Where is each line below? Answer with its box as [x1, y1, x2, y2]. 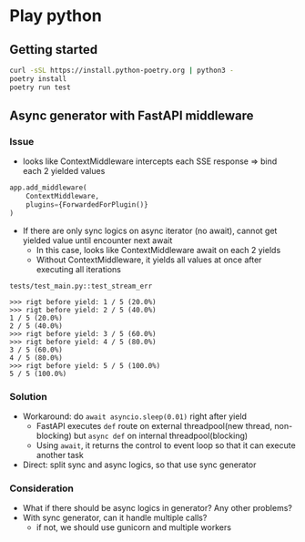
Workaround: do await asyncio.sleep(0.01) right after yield [22, 411, 248, 422]
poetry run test [9, 83, 71, 92]
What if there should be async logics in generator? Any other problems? [22, 503, 293, 514]
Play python [9, 5, 102, 26]
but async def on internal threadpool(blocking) [73, 430, 249, 442]
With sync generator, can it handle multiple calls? [22, 512, 208, 524]
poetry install [9, 74, 67, 83]
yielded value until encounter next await [22, 234, 173, 246]
